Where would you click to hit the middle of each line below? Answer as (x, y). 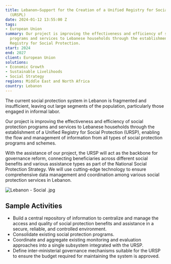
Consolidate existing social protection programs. (63, 234)
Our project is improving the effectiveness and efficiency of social (74, 121)
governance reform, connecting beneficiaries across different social (77, 158)
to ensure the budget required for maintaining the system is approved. (86, 256)
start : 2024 (18, 48)
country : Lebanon (24, 86)
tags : (11, 24)
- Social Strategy (25, 77)
